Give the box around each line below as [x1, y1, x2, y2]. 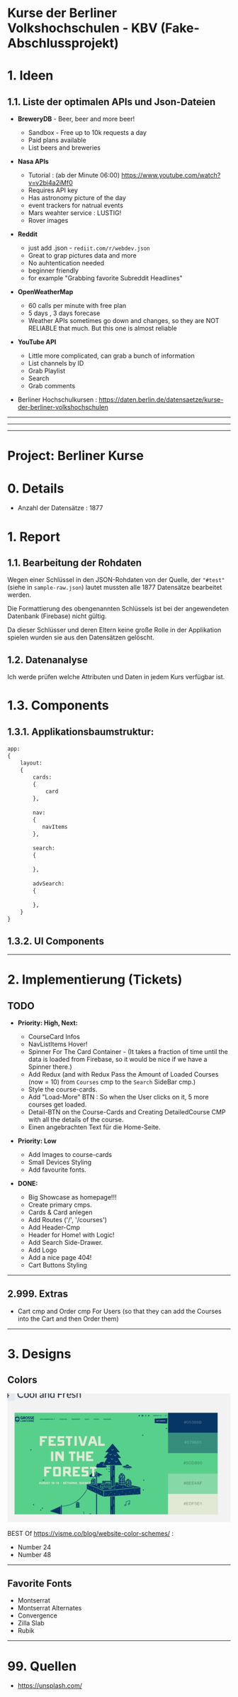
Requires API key [28, 186, 78, 194]
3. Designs [7, 1346, 72, 1362]
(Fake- [160, 20, 200, 36]
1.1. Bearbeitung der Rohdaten [7, 556, 142, 569]
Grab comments [28, 382, 76, 390]
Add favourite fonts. [28, 1165, 86, 1174]
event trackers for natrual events [28, 201, 124, 210]
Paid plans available [28, 136, 86, 145]
